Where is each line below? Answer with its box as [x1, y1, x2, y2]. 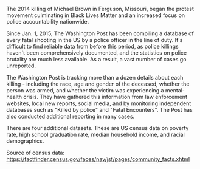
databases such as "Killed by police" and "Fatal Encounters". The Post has [6, 106, 193, 113]
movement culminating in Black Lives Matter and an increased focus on [6, 12, 185, 19]
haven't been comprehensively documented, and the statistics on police [6, 49, 187, 57]
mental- [165, 87, 185, 94]
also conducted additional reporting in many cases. [6, 112, 135, 120]
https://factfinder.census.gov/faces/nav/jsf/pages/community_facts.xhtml [6, 156, 190, 163]
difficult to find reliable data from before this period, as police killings [6, 43, 179, 50]
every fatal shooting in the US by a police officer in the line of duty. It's [6, 36, 183, 43]
